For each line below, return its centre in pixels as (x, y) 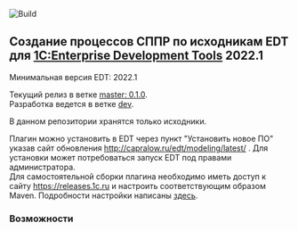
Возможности (41, 219)
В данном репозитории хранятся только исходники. (108, 121)
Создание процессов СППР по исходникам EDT (149, 41)
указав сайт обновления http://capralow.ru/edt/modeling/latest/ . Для (139, 148)
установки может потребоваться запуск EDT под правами (121, 157)
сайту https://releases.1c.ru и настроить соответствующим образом (138, 186)
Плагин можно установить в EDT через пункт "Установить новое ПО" (141, 138)
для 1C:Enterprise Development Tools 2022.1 (137, 56)
